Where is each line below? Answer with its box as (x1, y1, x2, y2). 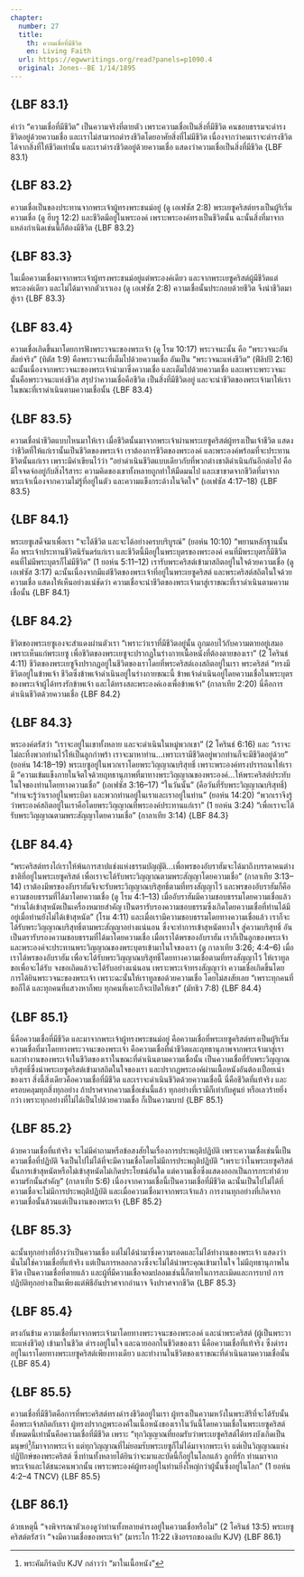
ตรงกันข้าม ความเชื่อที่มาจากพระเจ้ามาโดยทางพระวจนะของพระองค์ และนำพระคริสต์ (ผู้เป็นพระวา (10, 1328, 291, 1339)
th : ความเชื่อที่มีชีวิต (26, 38, 82, 48)
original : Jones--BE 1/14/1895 (18, 64, 136, 73)
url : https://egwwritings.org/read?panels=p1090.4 (18, 55, 213, 64)
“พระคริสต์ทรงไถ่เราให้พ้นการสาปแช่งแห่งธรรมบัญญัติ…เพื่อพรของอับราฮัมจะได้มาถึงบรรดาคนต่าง (10, 861, 295, 872)
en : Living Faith (26, 47, 92, 56)
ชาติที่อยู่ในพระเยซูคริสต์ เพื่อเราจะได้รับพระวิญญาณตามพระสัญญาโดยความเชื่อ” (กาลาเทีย (10, 871, 272, 882)
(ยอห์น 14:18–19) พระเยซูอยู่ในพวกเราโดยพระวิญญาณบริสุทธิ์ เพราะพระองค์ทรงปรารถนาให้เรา (10, 760, 292, 770)
